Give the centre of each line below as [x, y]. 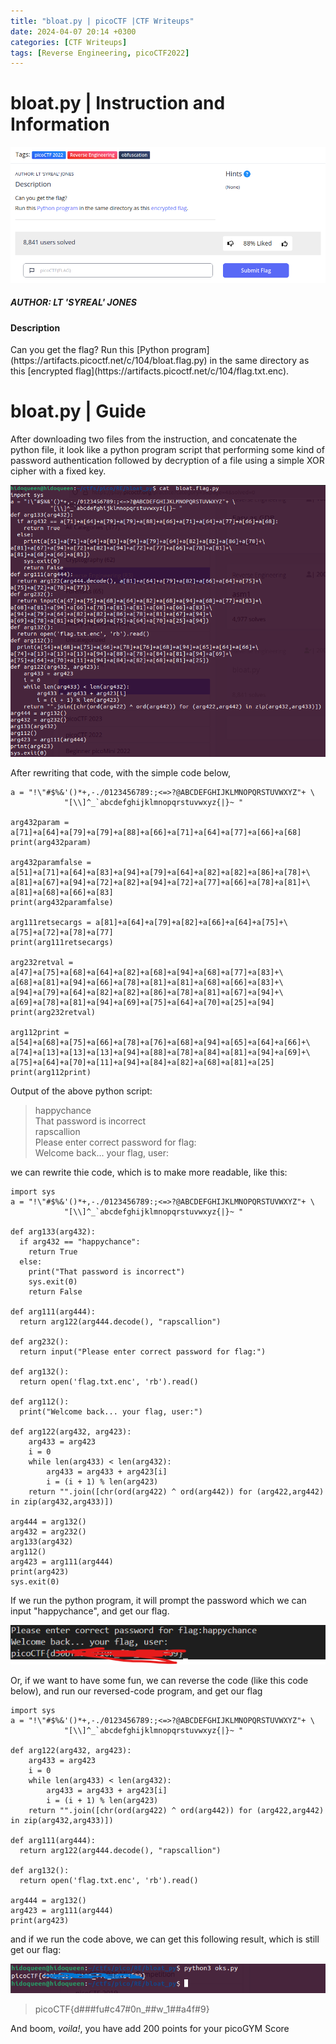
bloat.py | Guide [78, 411]
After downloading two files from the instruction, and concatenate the [154, 439]
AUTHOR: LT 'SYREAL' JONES [73, 302]
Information [60, 124]
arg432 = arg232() [48, 1532]
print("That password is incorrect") [107, 1272]
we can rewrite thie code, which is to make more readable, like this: [149, 1172]
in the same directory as [259, 361]
